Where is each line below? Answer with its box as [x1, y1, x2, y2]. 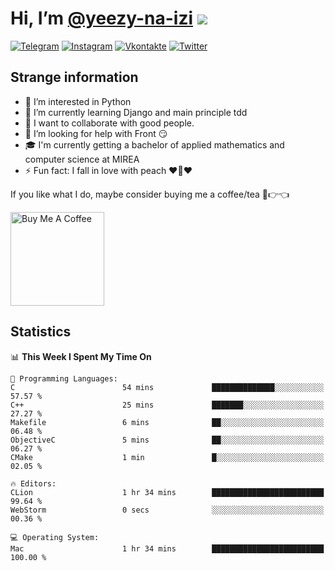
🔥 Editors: [10, 478, 57, 489]
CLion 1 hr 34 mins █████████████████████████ [10, 487, 325, 497]
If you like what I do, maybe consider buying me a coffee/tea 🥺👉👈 [10, 188, 290, 200]
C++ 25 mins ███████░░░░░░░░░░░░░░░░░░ [10, 400, 325, 410]
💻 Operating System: [10, 532, 100, 542]
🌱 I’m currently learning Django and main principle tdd [24, 106, 248, 118]
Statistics [10, 323, 72, 341]
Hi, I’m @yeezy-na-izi [10, 7, 194, 30]
